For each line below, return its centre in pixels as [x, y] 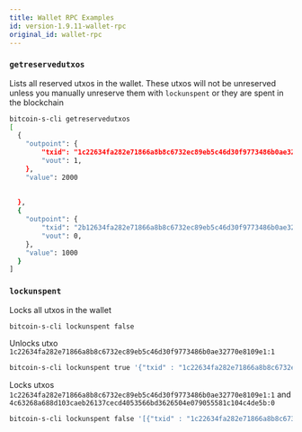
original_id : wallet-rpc [56, 34]
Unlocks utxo [34, 344]
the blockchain [37, 102]
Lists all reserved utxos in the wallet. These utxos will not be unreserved [143, 83]
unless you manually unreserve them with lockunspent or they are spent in [147, 93]
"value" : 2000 [52, 177]
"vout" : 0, [62, 236]
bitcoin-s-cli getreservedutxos [70, 119]
